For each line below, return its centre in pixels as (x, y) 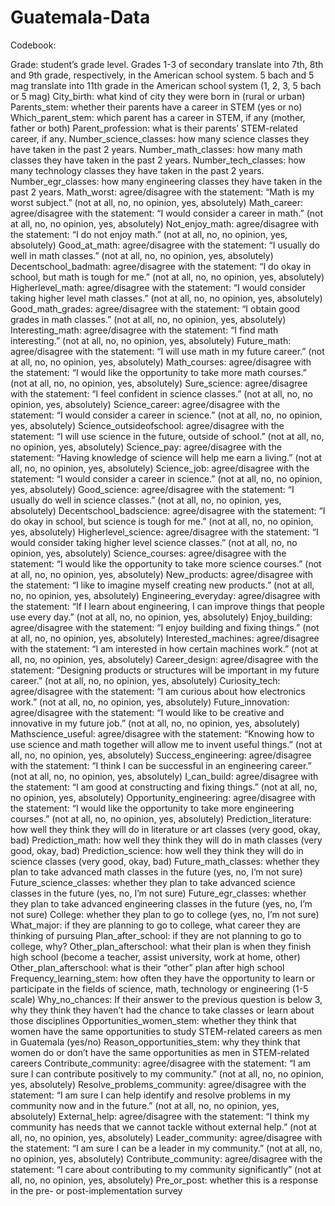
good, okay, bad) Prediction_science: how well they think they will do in (157, 850)
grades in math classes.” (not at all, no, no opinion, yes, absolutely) (148, 319)
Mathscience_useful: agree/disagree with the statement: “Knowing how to (162, 733)
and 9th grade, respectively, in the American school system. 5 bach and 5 (162, 75)
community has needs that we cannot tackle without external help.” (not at (163, 1127)
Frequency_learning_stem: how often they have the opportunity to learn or (163, 978)
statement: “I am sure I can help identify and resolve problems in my (151, 1095)
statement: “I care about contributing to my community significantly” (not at (166, 1169)
